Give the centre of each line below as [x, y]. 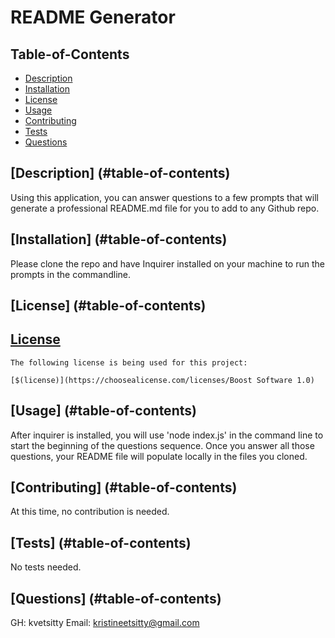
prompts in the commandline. [71, 274]
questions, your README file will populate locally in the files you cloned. [159, 456]
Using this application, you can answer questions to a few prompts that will [164, 197]
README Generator [93, 17]
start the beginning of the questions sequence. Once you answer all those [162, 445]
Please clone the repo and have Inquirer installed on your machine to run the [167, 263]
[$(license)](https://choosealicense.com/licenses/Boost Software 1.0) [162, 380]
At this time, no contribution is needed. [90, 512]
